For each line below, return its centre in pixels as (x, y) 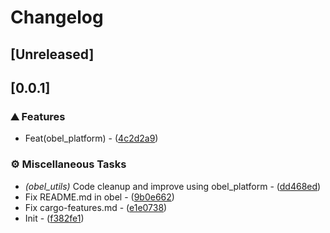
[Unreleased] (52, 54)
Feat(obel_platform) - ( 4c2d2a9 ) (91, 138)
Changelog (57, 17)
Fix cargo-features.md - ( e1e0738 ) (96, 207)
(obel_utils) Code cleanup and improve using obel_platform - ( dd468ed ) (173, 186)
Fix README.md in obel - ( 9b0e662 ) (99, 197)
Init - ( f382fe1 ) (54, 218)
